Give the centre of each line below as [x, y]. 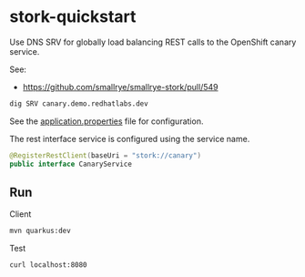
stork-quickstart [73, 17]
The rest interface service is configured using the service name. [130, 138]
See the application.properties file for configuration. [107, 121]
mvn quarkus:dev [40, 231]
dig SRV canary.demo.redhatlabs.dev [79, 103]
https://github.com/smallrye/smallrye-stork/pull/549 [120, 87]
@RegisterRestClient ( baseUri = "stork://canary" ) [106, 155]
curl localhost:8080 [49, 265]
